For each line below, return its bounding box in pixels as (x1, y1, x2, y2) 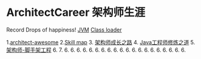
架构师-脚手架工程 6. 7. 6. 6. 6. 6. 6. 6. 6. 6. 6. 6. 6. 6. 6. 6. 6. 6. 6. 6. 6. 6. (6, 46, 186, 54)
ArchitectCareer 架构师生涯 (6, 5, 146, 19)
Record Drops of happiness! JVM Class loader (6, 26, 122, 33)
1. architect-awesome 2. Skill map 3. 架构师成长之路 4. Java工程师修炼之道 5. (6, 38, 196, 46)
